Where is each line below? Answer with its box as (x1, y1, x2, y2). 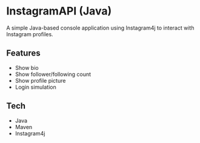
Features (6, 48, 41, 59)
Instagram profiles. (6, 30, 53, 37)
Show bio (15, 64, 39, 71)
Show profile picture (15, 77, 66, 84)
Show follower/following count (15, 71, 92, 78)
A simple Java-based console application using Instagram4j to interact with (6, 24, 195, 31)
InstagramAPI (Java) (6, 4, 112, 18)
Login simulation (15, 83, 56, 91)
